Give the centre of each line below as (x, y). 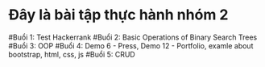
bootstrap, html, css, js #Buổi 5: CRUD (72, 54)
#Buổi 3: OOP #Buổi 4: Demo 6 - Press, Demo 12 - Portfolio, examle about (131, 45)
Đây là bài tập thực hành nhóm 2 (118, 15)
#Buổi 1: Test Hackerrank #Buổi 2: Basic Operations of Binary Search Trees (133, 37)
